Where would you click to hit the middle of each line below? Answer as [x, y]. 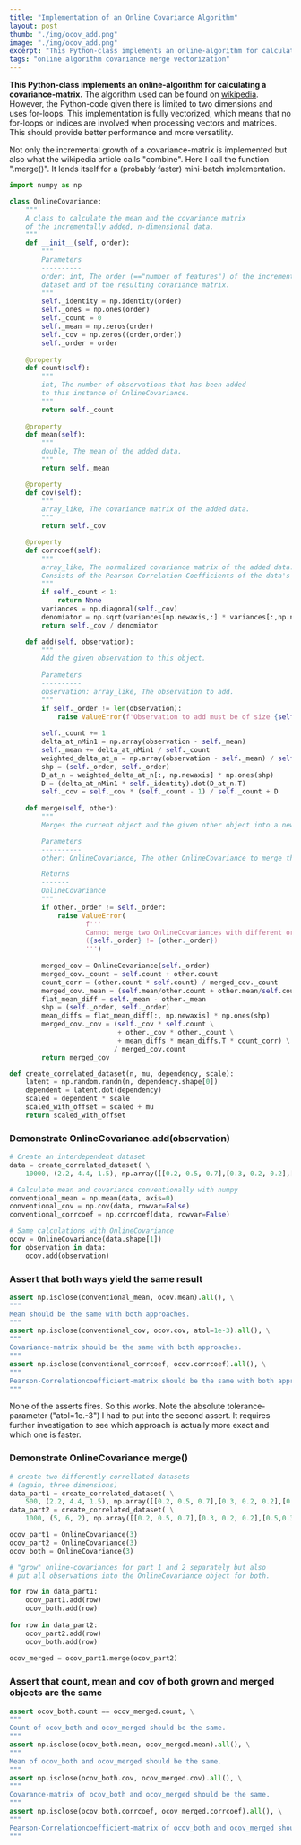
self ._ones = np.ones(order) [96, 310]
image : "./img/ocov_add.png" [64, 43]
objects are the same [56, 1693]
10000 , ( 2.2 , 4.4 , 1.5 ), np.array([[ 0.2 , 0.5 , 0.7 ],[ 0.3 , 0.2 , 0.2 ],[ [160, 1174]
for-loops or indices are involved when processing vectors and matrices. [143, 123]
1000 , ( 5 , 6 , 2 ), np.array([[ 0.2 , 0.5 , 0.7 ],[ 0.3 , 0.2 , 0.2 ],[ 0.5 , [154, 1519]
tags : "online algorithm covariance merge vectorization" [120, 59]
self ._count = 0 [72, 318]
